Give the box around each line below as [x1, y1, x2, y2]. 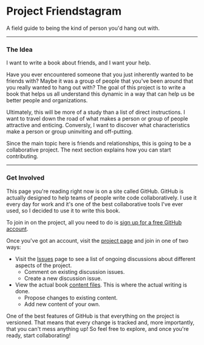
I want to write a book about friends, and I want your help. [6, 59, 151, 66]
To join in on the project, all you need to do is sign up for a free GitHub [6, 218, 182, 226]
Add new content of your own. [24, 300, 100, 308]
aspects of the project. [15, 262, 72, 269]
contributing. [6, 153, 38, 160]
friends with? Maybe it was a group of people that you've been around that [6, 77, 194, 85]
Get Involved [6, 173, 45, 182]
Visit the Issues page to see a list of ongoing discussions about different [15, 255, 195, 262]
